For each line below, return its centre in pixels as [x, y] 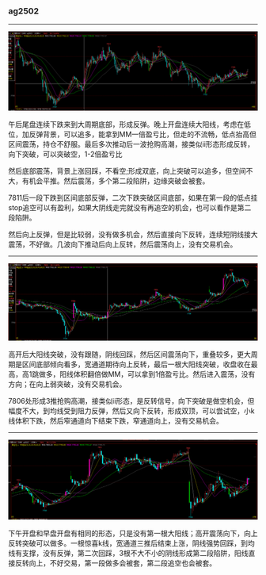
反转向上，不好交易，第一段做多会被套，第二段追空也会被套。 [115, 563]
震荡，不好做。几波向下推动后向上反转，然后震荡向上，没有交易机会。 [123, 244]
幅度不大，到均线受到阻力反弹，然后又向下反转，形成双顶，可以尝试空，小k [131, 411]
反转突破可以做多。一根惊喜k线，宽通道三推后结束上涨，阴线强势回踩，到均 [131, 543]
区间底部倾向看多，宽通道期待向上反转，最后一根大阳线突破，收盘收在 [136, 364]
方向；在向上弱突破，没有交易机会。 [67, 384]
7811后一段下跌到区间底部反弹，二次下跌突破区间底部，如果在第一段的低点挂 [133, 197]
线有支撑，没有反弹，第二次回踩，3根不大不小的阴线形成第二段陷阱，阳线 [128, 553]
